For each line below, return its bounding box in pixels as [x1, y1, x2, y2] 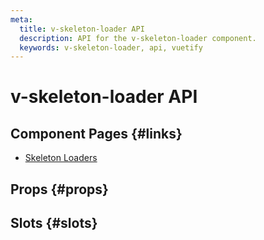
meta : [10, 14, 33, 25]
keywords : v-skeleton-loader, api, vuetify [19, 42, 203, 53]
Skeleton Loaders [24, 152, 98, 164]
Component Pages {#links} [10, 125, 183, 142]
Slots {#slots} [10, 215, 98, 232]
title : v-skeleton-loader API [19, 24, 145, 34]
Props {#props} [10, 181, 109, 198]
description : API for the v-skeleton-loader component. [19, 33, 257, 43]
